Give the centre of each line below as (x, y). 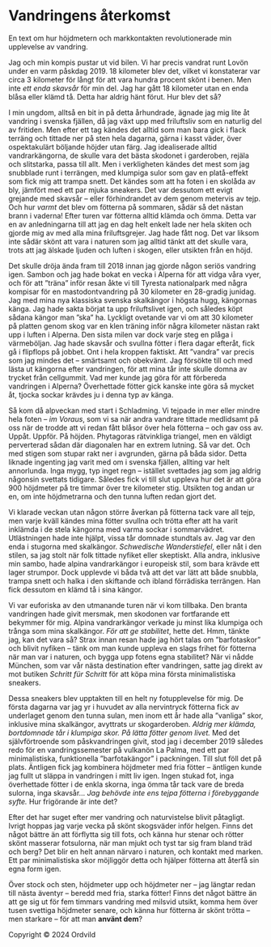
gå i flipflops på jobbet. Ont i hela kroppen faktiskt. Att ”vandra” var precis (131, 351)
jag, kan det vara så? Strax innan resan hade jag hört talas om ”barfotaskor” (135, 639)
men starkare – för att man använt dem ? (76, 919)
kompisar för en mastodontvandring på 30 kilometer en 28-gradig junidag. (132, 291)
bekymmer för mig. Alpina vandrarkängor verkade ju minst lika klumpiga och (135, 622)
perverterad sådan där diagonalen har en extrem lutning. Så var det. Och (129, 444)
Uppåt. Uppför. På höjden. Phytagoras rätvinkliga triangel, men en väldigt (130, 436)
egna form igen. (35, 868)
